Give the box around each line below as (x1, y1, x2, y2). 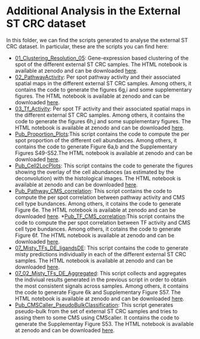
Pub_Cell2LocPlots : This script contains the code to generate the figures (14, 162, 193, 169)
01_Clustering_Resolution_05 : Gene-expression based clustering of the (14, 54, 189, 61)
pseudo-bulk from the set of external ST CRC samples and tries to (14, 307, 178, 315)
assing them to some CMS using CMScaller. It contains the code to (14, 314, 180, 321)
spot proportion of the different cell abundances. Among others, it (14, 136, 177, 144)
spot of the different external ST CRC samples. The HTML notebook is (14, 61, 187, 68)
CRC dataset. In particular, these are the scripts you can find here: (6, 43, 169, 50)
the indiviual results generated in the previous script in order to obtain (14, 276, 187, 283)
